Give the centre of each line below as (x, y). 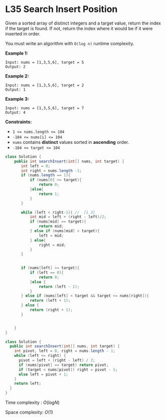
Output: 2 (16, 67)
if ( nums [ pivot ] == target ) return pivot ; (63, 365)
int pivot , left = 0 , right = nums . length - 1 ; (65, 351)
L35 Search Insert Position (61, 9)
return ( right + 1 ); (51, 310)
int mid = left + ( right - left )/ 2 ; (68, 217)
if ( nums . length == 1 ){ (46, 175)
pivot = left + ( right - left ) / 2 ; (57, 360)
